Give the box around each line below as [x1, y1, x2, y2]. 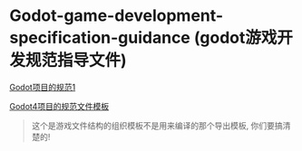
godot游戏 [199, 28, 278, 48]
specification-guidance [9, 28, 190, 48]
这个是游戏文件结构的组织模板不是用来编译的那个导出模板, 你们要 [31, 119, 275, 131]
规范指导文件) [25, 51, 127, 71]
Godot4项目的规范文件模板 [9, 100, 110, 111]
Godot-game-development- [9, 5, 224, 26]
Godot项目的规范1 [9, 81, 76, 92]
